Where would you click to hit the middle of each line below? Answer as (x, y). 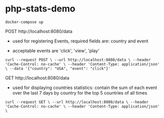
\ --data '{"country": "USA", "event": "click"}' (58, 68)
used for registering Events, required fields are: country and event (80, 41)
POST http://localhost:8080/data (39, 31)
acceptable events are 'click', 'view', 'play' (56, 50)
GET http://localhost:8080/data (37, 77)
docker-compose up (24, 22)
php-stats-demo (40, 9)
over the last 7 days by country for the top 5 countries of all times (80, 92)
